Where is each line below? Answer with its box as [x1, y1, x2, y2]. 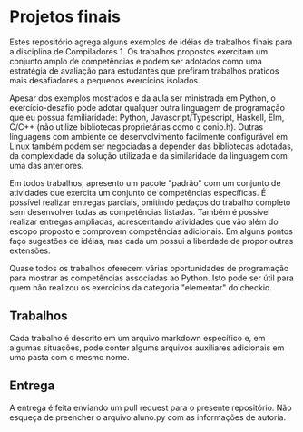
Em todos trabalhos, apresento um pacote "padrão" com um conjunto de [9, 177, 281, 188]
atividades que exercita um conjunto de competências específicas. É [9, 187, 267, 198]
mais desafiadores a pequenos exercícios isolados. [9, 74, 200, 85]
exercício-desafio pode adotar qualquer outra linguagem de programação [9, 102, 286, 113]
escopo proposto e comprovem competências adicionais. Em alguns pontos [9, 225, 293, 237]
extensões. [9, 245, 52, 256]
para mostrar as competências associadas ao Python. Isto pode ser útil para [9, 272, 294, 283]
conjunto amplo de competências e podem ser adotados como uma [9, 55, 263, 66]
